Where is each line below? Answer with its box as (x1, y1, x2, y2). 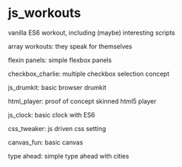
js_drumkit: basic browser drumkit (8, 83, 107, 91)
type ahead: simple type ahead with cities (8, 151, 130, 160)
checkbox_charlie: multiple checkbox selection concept (8, 69, 170, 78)
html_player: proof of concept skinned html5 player (8, 97, 157, 105)
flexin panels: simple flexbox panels (8, 55, 112, 64)
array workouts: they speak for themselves (8, 42, 133, 50)
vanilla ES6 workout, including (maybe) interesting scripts (8, 28, 176, 37)
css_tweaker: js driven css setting (8, 124, 107, 132)
